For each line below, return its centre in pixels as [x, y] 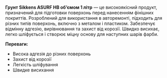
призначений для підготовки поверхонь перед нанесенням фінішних [79, 13]
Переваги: [17, 44]
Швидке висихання [33, 70]
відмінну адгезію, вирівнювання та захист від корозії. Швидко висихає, [82, 29]
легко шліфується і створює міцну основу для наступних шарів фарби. [82, 34]
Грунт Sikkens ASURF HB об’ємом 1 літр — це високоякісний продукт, [81, 7]
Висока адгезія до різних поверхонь [52, 54]
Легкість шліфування [35, 65]
